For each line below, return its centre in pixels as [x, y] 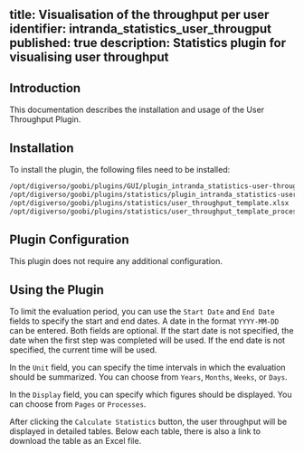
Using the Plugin [57, 290]
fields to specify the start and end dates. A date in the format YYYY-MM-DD [144, 321]
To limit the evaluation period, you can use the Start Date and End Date [142, 312]
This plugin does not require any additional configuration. [116, 261]
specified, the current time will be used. [83, 350]
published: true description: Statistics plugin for [148, 43]
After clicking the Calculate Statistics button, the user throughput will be [148, 422]
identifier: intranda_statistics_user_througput [140, 29]
